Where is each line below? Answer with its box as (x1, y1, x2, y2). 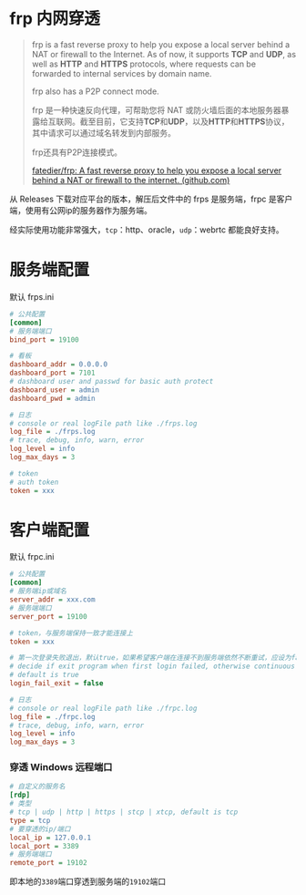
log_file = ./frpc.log (9, 712, 96, 721)
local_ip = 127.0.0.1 (9, 833, 92, 842)
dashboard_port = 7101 (9, 368, 96, 378)
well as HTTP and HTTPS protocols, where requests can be (31, 58, 257, 69)
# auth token (9, 478, 59, 487)
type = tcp (9, 816, 51, 825)
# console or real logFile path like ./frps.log (9, 418, 198, 428)
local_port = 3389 (9, 841, 79, 850)
